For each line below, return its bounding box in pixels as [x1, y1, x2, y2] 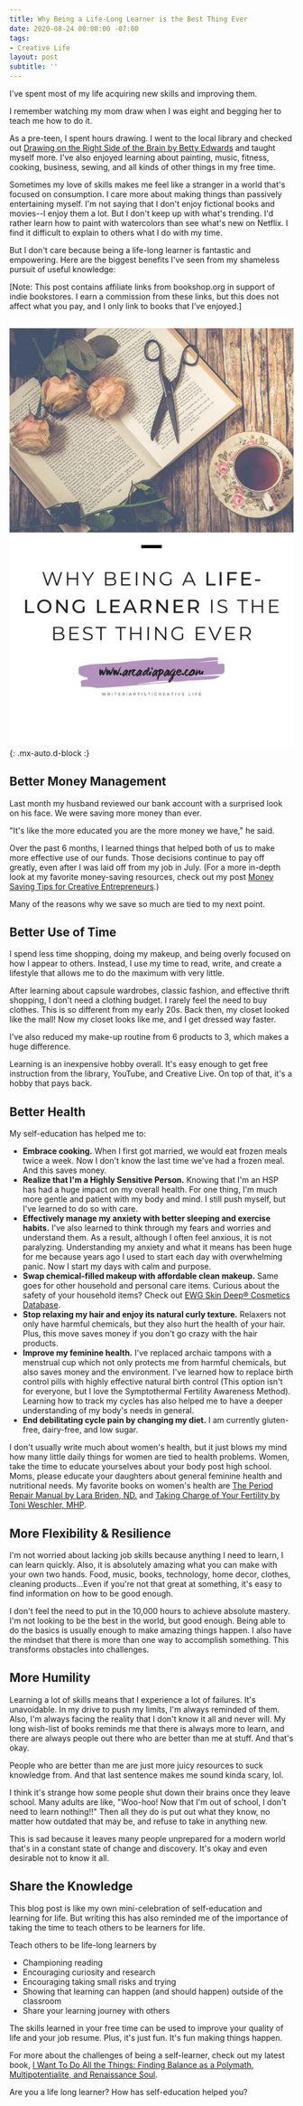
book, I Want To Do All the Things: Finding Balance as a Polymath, [9, 2059, 254, 2070]
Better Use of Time [9, 924, 117, 940]
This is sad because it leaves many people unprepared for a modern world [9, 1833, 286, 1844]
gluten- [261, 1415, 289, 1426]
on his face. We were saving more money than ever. [9, 807, 202, 818]
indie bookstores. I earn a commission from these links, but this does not [9, 291, 280, 302]
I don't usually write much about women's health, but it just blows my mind [9, 1442, 288, 1453]
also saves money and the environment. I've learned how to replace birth [22, 1366, 294, 1378]
